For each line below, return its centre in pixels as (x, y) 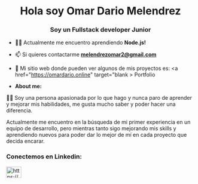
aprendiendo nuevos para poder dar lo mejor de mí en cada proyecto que (97, 135)
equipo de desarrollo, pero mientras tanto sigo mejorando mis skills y (91, 128)
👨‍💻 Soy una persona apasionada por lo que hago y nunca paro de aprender (99, 98)
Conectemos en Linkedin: (44, 157)
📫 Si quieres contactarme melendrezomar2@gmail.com (86, 54)
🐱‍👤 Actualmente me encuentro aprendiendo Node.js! (80, 42)
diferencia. (19, 111)
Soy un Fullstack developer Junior (100, 30)
